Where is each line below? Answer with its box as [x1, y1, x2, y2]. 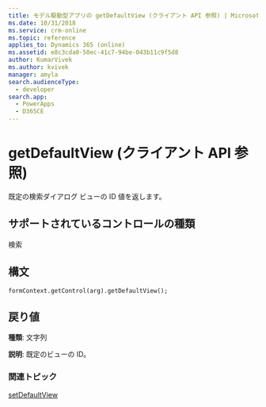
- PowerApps [15, 100, 55, 108]
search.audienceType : [8, 78, 80, 86]
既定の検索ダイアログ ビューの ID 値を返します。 [8, 191, 166, 201]
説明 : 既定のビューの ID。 [8, 350, 91, 359]
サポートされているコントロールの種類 [8, 217, 196, 231]
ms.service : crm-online [8, 26, 87, 34]
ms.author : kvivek [8, 63, 69, 71]
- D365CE [15, 108, 44, 116]
